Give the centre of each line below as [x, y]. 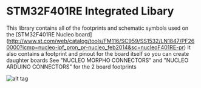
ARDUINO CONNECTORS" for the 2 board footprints [71, 66]
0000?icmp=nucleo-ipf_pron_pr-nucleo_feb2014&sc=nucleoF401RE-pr [95, 47]
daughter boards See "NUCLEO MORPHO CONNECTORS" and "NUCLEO [97, 60]
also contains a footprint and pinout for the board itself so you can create [98, 53]
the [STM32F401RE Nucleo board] [49, 34]
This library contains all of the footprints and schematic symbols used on [97, 28]
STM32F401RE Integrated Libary [90, 11]
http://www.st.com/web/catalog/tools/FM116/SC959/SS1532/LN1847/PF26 [101, 41]
